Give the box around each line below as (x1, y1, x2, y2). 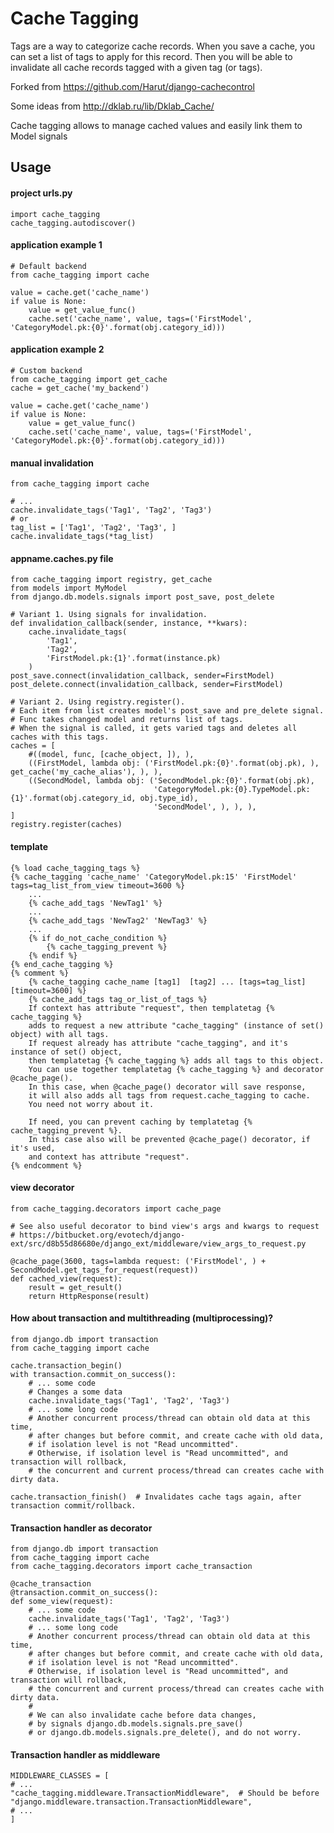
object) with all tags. (10, 1029, 110, 1039)
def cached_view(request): (10, 1273, 123, 1284)
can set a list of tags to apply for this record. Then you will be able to (10, 50, 293, 62)
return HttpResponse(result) (28, 1291, 150, 1301)
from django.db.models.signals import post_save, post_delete (10, 592, 275, 602)
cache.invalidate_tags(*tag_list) (10, 532, 155, 542)
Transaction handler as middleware (10, 1748, 161, 1761)
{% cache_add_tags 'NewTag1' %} (28, 898, 163, 908)
